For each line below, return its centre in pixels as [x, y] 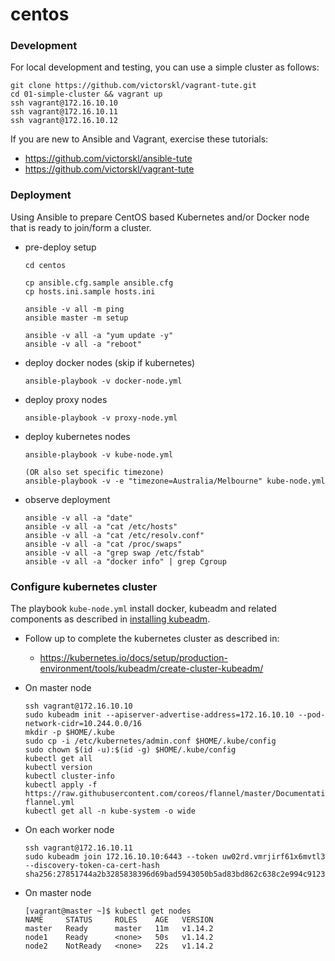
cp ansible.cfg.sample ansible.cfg [99, 283]
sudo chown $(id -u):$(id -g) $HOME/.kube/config [130, 750]
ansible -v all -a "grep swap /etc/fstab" [114, 553]
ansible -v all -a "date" [78, 518]
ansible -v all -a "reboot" [83, 344]
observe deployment [67, 499]
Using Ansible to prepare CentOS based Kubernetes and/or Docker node [160, 217]
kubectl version [58, 768]
